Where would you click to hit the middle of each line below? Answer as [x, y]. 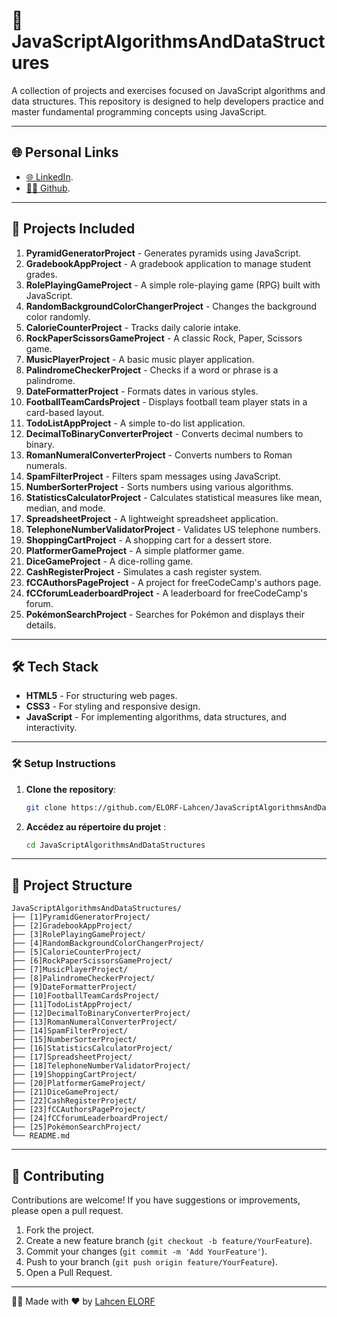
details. [41, 625]
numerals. [46, 465]
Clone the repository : [71, 789]
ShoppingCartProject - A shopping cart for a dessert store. [149, 540]
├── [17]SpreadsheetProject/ [72, 1057]
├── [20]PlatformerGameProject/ [78, 1084]
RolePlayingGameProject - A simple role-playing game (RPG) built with [173, 285]
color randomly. [58, 316]
